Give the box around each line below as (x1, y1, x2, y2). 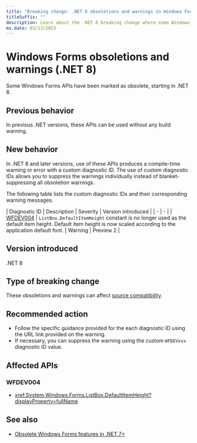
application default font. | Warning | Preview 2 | (6, 227, 120, 234)
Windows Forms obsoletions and (6, 51, 169, 64)
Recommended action (6, 309, 89, 319)
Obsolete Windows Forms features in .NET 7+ (14, 430, 125, 437)
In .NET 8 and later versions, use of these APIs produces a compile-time (6, 160, 181, 167)
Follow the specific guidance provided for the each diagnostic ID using (14, 325, 186, 332)
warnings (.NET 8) (6, 63, 97, 76)
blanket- (159, 172, 180, 179)
